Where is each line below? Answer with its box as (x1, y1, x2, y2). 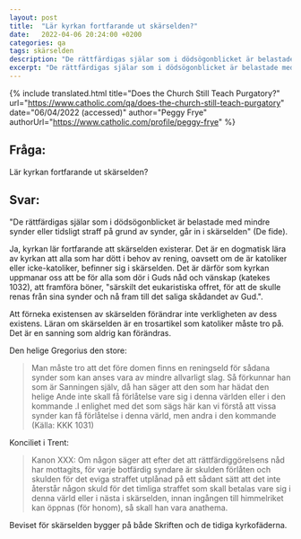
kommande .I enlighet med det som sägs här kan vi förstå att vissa (30, 401, 277, 411)
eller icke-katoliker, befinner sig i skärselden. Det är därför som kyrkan (9, 262, 270, 273)
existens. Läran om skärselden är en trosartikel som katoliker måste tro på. (9, 318, 284, 329)
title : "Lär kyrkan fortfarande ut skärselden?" (9, 22, 199, 31)
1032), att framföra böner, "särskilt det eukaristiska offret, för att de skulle (9, 281, 281, 292)
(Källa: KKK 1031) (30, 420, 94, 430)
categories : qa (9, 38, 66, 48)
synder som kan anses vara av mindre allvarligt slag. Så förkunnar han (30, 372, 291, 383)
